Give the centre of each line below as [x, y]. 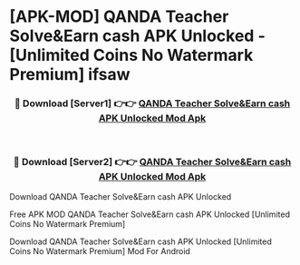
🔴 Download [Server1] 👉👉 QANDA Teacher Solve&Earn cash [152, 103]
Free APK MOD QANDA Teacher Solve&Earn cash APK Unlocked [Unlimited [150, 214]
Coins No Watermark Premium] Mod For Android [100, 250]
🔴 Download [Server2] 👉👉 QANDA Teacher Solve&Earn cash [152, 162]
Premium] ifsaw [70, 75]
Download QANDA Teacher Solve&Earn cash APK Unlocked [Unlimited [140, 241]
